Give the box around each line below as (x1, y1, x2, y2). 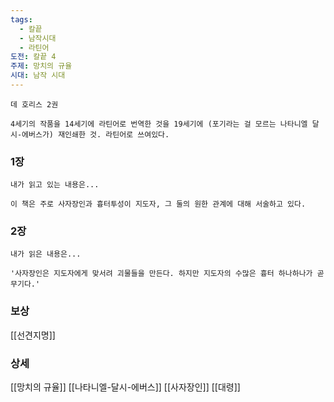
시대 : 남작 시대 (10, 71, 66, 81)
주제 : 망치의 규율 (10, 61, 73, 71)
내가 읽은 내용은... (10, 249, 82, 260)
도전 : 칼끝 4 (10, 52, 57, 62)
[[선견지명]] (10, 329, 56, 341)
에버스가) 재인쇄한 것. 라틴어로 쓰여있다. (21, 129, 170, 140)
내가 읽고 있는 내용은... (10, 180, 100, 190)
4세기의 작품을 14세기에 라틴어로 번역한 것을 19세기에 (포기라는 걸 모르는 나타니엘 (10, 119, 308, 129)
